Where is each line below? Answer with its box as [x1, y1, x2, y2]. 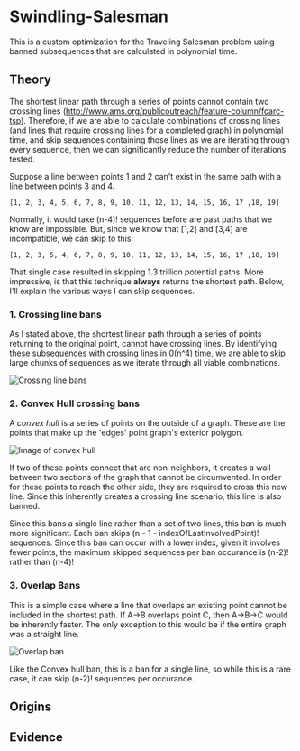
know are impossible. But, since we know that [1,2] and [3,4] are [9, 223, 248, 234]
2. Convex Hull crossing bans [9, 397, 141, 410]
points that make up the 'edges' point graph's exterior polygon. [9, 427, 244, 439]
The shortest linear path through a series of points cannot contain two [9, 96, 269, 107]
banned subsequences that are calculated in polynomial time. [9, 45, 238, 56]
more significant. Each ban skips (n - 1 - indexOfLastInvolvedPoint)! [9, 528, 259, 539]
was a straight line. [9, 628, 79, 639]
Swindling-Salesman [9, 6, 168, 27]
